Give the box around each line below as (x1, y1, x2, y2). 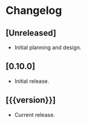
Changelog (5, 4, 62, 18)
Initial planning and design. (14, 44, 82, 51)
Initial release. (14, 77, 50, 85)
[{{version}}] (5, 95, 56, 105)
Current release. (14, 111, 56, 118)
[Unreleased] (5, 28, 57, 38)
